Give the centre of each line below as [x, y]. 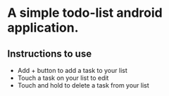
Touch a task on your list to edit [63, 78]
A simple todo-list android [85, 13]
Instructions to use [50, 54]
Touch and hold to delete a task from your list [83, 85]
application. [43, 28]
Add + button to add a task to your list [73, 70]
